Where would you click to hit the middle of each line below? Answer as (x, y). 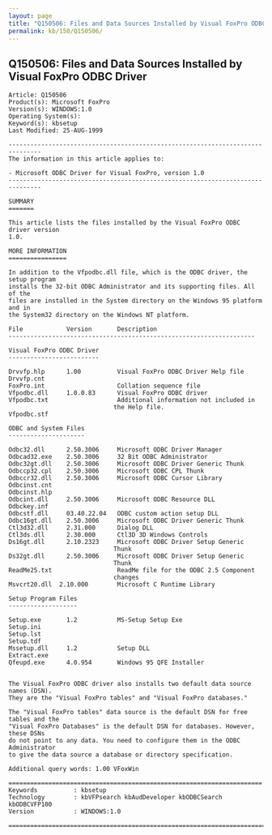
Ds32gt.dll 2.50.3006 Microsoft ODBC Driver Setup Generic (126, 556)
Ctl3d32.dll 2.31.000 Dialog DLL (81, 528)
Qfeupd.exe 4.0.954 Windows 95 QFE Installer (106, 663)
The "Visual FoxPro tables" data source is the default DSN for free (128, 713)
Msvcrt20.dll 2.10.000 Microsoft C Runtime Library (112, 584)
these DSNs (27, 734)
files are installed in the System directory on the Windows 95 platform (136, 301)
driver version (34, 230)
